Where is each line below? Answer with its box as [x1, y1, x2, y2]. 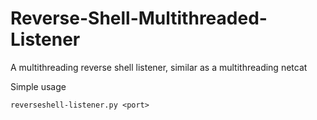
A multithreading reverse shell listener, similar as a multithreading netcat [10, 61, 308, 73]
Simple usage [10, 80, 67, 92]
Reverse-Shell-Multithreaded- [10, 7, 268, 30]
